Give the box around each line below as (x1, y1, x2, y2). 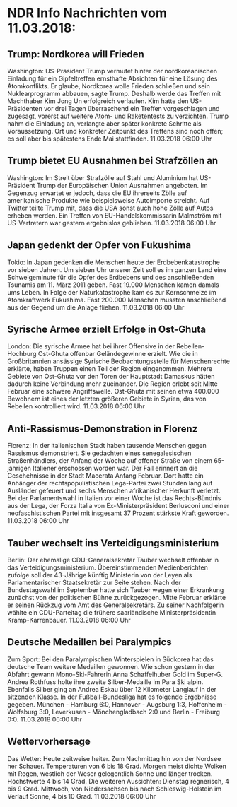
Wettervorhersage (7, 736, 91, 748)
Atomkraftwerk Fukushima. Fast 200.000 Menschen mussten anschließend (7, 295, 226, 304)
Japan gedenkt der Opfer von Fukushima (7, 239, 192, 252)
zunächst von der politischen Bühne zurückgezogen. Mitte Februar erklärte (7, 594, 226, 602)
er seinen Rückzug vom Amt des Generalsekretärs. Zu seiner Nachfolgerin (7, 601, 224, 609)
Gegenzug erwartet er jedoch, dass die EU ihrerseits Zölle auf (7, 189, 187, 197)
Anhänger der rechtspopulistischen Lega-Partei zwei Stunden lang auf (7, 479, 213, 488)
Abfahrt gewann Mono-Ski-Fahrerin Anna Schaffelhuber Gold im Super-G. (7, 670, 224, 678)
